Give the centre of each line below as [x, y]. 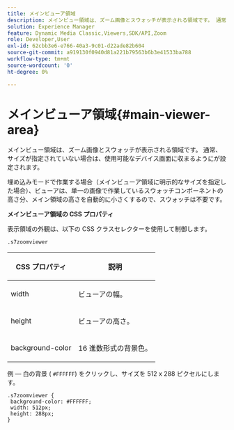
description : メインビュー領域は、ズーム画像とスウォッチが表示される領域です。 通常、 [119, 20]
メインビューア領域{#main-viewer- [109, 114]
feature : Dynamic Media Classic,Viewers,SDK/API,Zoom [87, 33]
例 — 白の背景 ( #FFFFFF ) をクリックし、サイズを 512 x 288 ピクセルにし [110, 374]
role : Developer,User [39, 40]
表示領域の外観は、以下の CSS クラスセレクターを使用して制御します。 [109, 229]
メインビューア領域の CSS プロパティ [60, 214]
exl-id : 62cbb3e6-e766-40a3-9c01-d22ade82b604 [76, 46]
